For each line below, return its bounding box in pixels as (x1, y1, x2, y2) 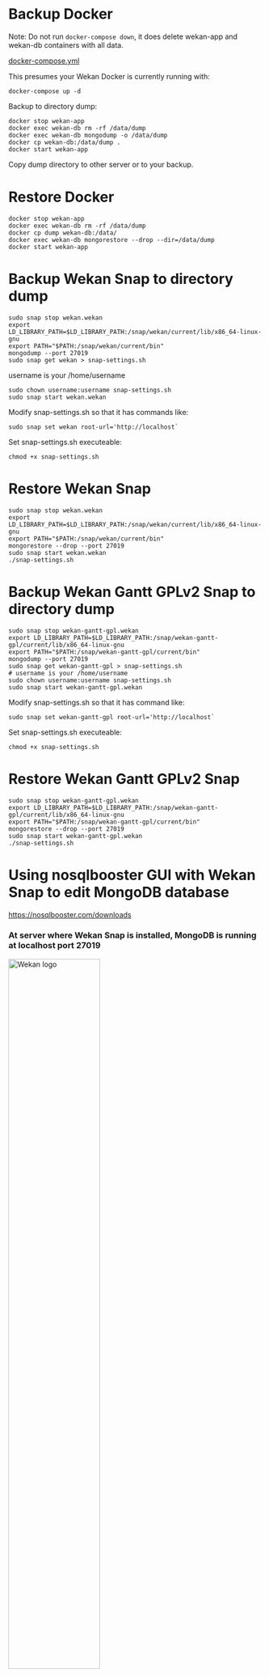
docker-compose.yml (8, 56, 80, 66)
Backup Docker (8, 5, 113, 23)
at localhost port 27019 (8, 940, 101, 951)
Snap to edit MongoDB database (8, 883, 229, 901)
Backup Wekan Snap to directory (8, 270, 234, 288)
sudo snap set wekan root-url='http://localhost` (8, 422, 179, 431)
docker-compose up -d (8, 87, 82, 95)
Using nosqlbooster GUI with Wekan (8, 866, 256, 884)
